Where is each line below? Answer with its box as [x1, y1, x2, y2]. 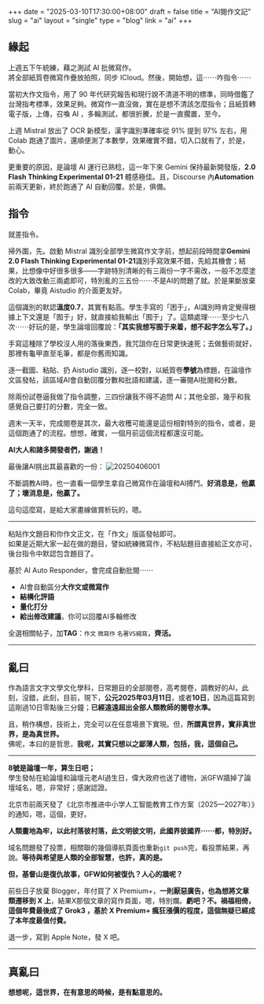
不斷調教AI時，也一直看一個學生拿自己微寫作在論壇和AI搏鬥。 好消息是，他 [8, 478, 249, 488]
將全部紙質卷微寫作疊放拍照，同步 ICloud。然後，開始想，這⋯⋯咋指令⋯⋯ [8, 72, 251, 82]
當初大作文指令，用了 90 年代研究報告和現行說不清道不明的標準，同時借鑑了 [8, 89, 255, 98]
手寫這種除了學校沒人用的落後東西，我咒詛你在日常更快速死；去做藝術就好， [8, 338, 256, 348]
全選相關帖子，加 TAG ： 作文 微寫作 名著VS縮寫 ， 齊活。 [8, 628, 175, 637]
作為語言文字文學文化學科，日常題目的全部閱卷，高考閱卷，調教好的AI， [8, 683, 242, 692]
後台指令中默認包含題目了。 [8, 548, 98, 558]
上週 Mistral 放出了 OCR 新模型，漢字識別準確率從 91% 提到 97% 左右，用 [8, 125, 247, 135]
